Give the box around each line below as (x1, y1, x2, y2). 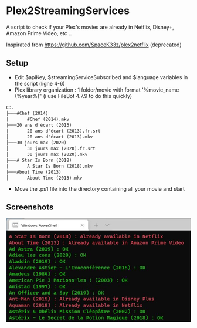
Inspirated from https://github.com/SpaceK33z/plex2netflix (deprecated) (6, 41, 182, 48)
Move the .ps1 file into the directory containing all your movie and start (14, 185, 185, 192)
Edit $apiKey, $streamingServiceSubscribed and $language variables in (14, 73, 188, 80)
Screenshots (6, 202, 54, 212)
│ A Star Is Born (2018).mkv (6, 163, 93, 169)
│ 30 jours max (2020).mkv (6, 151, 88, 157)
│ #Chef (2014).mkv (6, 116, 69, 122)
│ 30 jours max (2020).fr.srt (6, 146, 96, 151)
